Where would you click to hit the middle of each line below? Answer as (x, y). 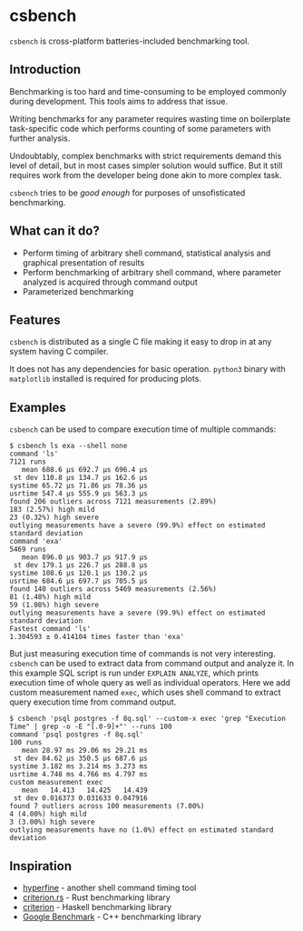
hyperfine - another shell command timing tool (109, 888)
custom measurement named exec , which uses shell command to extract (145, 693)
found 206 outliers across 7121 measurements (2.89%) (113, 502)
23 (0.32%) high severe (54, 518)
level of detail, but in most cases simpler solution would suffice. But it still (146, 165)
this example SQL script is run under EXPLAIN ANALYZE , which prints (134, 673)
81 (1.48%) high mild (50, 597)
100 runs (26, 743)
